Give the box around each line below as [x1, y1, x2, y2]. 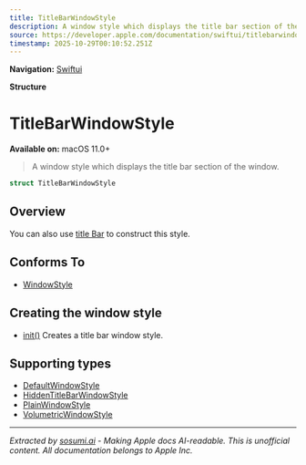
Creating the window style [9, 305, 162, 321]
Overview [9, 204, 66, 220]
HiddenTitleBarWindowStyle [22, 389, 129, 401]
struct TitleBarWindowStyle [9, 179, 117, 188]
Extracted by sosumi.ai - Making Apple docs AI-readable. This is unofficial [9, 435, 290, 447]
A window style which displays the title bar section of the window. [31, 161, 280, 172]
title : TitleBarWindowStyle [9, 13, 117, 23]
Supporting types [9, 356, 112, 371]
